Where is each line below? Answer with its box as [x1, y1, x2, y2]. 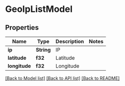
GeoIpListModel [5, 3, 72, 15]
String [35, 46, 51, 53]
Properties [5, 23, 39, 32]
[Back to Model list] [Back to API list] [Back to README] [5, 76, 120, 81]
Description [55, 38, 84, 45]
